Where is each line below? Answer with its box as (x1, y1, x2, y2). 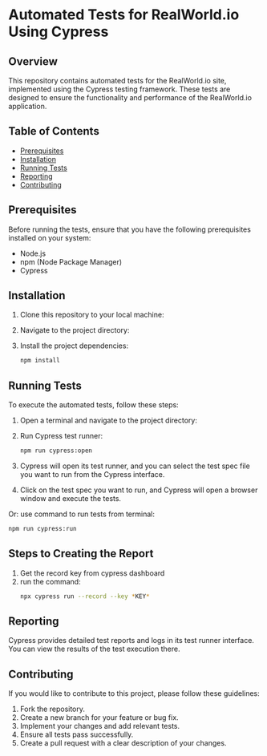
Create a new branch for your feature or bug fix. (19, 713, 179, 722)
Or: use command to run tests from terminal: (8, 509, 155, 519)
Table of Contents (8, 124, 100, 138)
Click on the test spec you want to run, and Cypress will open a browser (19, 485, 258, 495)
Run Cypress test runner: (19, 431, 103, 441)
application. (8, 102, 47, 111)
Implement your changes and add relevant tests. (19, 722, 180, 731)
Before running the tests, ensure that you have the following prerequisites (8, 224, 251, 234)
